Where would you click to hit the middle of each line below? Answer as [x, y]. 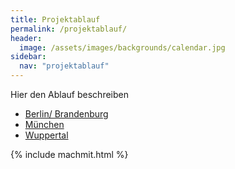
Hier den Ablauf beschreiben [69, 94]
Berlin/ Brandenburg [66, 114]
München [44, 124]
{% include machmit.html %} [69, 154]
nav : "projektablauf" [64, 66]
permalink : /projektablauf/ [69, 29]
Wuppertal [46, 135]
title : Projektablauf [55, 19]
